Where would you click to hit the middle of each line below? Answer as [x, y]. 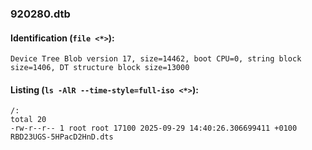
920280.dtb [40, 14]
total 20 [28, 120]
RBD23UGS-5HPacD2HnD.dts [62, 137]
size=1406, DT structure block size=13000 [100, 68]
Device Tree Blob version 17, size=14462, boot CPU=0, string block [156, 59]
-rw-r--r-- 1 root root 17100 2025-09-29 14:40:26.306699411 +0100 [154, 128]
